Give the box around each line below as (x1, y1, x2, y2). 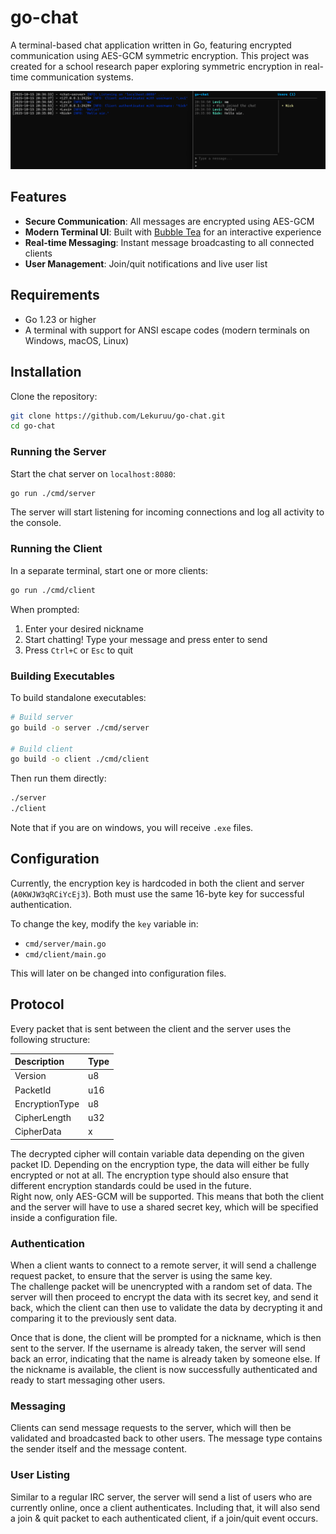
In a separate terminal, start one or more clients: (10, 564, 208, 576)
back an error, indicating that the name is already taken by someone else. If (10, 1353, 321, 1365)
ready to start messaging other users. (10, 1374, 166, 1386)
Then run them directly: (10, 772, 107, 785)
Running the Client (10, 542, 103, 556)
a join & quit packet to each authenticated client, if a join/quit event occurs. (10, 1512, 319, 1524)
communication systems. (30, 71, 134, 83)
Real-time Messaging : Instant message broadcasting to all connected (24, 236, 315, 248)
